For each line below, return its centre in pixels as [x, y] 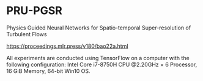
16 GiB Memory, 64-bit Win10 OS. [48, 71]
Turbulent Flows [27, 34]
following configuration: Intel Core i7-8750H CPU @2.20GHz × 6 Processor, [102, 64]
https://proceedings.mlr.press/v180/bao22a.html [67, 46]
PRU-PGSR [35, 11]
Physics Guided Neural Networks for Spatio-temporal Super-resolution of [99, 28]
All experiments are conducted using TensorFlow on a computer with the [98, 58]
